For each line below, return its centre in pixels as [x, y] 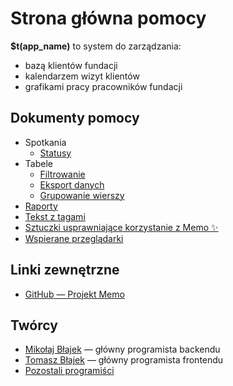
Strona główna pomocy [108, 18]
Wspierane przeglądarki [74, 238]
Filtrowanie [62, 174]
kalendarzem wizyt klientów [82, 76]
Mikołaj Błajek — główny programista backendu [122, 349]
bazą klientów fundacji [71, 65]
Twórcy [34, 325]
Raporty [41, 206]
